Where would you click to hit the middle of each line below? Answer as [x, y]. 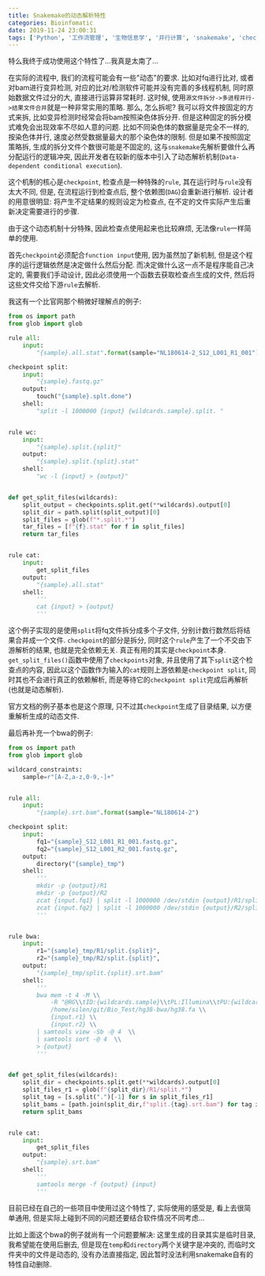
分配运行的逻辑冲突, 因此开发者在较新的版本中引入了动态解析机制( [115, 157]
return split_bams [52, 1112]
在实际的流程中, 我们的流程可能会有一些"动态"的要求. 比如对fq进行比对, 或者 [131, 78]
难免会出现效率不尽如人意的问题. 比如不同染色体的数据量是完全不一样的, [132, 127]
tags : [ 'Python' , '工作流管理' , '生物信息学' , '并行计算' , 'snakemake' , [122, 38]
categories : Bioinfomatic [50, 23]
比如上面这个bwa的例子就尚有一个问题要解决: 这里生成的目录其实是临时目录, [132, 1234]
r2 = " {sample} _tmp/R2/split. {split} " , [98, 958]
